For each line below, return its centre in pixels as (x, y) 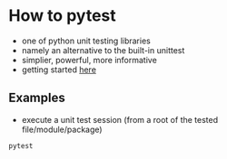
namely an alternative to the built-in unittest (103, 50)
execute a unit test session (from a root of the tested (120, 119)
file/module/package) (62, 129)
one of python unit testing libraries (86, 41)
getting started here (59, 70)
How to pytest (62, 16)
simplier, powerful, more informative (89, 60)
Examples (37, 98)
